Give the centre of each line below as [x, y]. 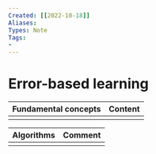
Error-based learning [78, 84]
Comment [82, 135]
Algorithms [34, 135]
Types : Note [28, 30]
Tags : [17, 38]
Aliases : [23, 23]
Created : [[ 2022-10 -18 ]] [49, 15]
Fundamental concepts [57, 109]
